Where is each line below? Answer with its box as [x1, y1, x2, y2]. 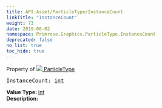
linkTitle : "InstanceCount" [6, 14, 78, 21]
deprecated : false [6, 37, 53, 43]
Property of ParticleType [6, 65, 75, 72]
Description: [6, 95, 38, 102]
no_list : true [6, 43, 42, 49]
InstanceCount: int [6, 77, 64, 84]
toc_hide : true [6, 48, 45, 54]
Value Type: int [6, 88, 45, 95]
